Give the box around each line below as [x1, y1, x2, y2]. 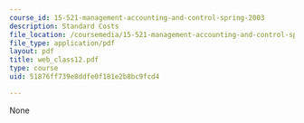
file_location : [9, 30, 67, 39]
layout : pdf [9, 47, 54, 56]
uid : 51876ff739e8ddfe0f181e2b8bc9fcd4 [9, 72, 160, 81]
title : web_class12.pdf [9, 55, 100, 64]
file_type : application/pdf [9, 38, 116, 48]
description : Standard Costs [9, 22, 119, 31]
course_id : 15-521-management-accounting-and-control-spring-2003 [9, 13, 265, 23]
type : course [9, 64, 59, 73]
